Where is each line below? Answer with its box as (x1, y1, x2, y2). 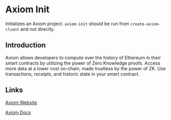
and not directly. (20, 26, 55, 32)
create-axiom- (130, 22, 161, 27)
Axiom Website (5, 99, 37, 106)
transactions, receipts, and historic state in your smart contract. (5, 71, 140, 77)
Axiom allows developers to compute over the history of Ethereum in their (5, 54, 161, 61)
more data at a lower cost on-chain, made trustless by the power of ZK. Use (5, 65, 166, 71)
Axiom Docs (5, 109, 31, 115)
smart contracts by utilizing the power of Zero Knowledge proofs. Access (5, 60, 161, 66)
